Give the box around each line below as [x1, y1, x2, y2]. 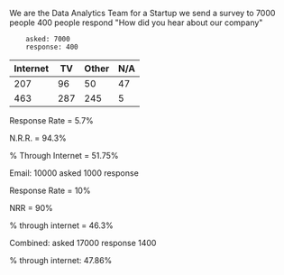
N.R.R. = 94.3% [9, 133, 68, 143]
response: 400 [25, 42, 78, 51]
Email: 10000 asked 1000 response [9, 168, 140, 179]
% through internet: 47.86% [9, 255, 113, 265]
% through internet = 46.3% [9, 220, 115, 231]
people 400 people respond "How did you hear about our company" [9, 17, 263, 28]
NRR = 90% [9, 203, 53, 213]
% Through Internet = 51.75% [9, 151, 119, 160]
